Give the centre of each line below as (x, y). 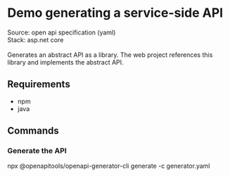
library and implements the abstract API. (66, 62)
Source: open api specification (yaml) (62, 32)
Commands (33, 131)
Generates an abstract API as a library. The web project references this (110, 55)
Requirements (39, 85)
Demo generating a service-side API (115, 13)
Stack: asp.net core (36, 39)
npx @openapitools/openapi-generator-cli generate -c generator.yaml (109, 166)
